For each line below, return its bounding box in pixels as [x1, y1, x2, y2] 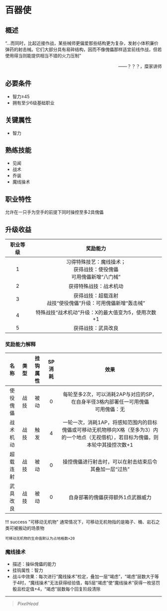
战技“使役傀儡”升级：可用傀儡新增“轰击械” [46, 300, 146, 307]
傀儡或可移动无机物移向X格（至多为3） [62, 427, 153, 434]
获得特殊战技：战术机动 [68, 283, 123, 290]
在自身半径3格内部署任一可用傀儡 [71, 398, 149, 405]
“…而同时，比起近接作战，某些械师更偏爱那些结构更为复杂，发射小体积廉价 [5, 40, 159, 46]
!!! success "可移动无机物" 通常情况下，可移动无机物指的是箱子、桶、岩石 [5, 519, 156, 525]
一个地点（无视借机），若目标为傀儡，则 [66, 434, 159, 441]
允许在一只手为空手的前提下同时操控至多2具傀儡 [5, 209, 104, 215]
